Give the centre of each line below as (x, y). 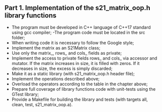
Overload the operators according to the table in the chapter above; (80, 84)
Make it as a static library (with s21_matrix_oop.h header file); (73, 73)
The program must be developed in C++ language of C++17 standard (81, 27)
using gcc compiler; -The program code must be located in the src (78, 32)
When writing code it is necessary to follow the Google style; (73, 43)
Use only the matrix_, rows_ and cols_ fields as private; (67, 53)
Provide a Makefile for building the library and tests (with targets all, (80, 99)
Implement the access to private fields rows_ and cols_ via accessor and (84, 58)
